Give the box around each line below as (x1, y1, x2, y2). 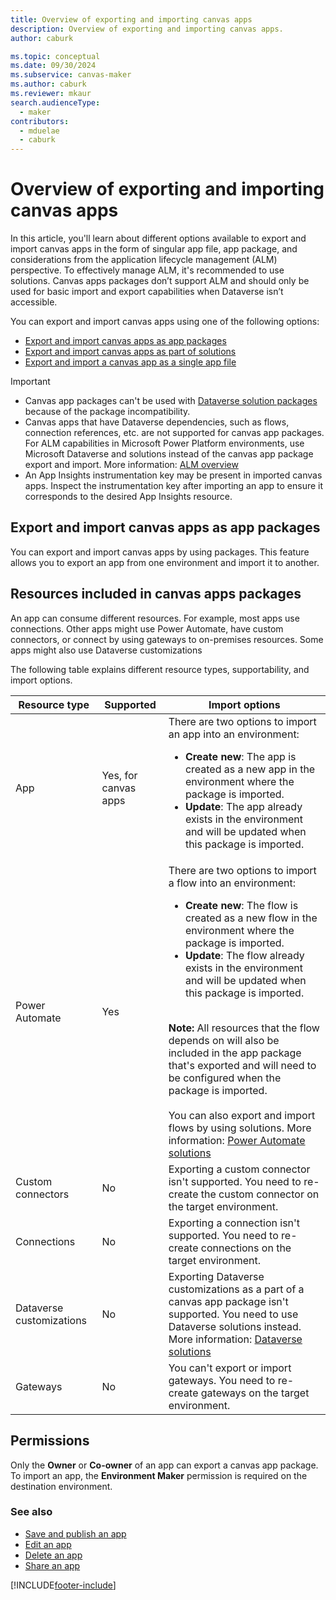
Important (10, 376, 51, 388)
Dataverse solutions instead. (168, 1319, 302, 1333)
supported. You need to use (168, 1307, 299, 1321)
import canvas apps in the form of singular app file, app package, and (10, 243, 298, 255)
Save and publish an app (24, 1527, 127, 1540)
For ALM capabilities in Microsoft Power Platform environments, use (24, 437, 305, 450)
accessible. (10, 296, 58, 308)
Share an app (24, 1559, 81, 1571)
